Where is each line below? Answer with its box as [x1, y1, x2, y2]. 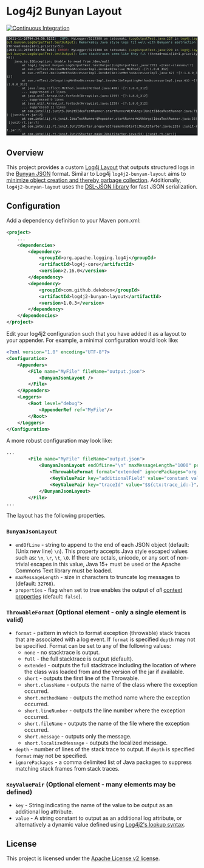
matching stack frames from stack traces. [15, 765, 120, 772]
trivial [15, 560, 29, 568]
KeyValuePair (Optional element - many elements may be [6, 780, 176, 788]
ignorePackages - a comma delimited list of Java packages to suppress [15, 759, 192, 766]
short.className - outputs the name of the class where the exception [24, 681, 198, 688]
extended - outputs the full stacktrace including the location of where [24, 661, 196, 668]
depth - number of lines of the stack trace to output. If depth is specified [15, 745, 195, 752]
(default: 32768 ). [15, 580, 55, 587]
